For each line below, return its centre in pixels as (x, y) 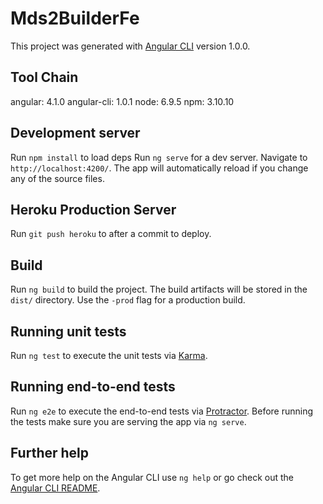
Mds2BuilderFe (75, 18)
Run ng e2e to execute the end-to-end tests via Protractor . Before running (162, 411)
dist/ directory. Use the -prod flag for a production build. (128, 300)
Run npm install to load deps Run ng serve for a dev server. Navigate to (159, 157)
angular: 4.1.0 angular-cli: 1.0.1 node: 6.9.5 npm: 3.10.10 (122, 101)
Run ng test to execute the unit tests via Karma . (109, 355)
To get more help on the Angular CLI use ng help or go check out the (152, 477)
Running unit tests (68, 331)
